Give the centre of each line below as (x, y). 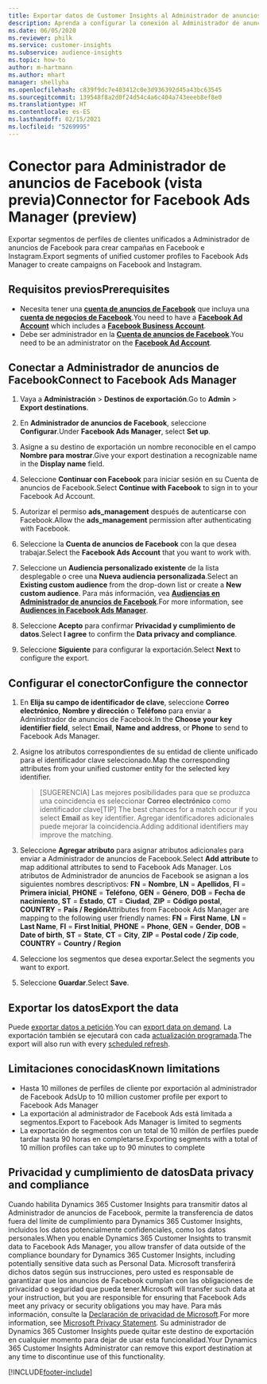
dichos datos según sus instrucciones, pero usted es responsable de (121, 1272)
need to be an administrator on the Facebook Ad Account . (116, 343)
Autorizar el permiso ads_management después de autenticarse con (133, 512)
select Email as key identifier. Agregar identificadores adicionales (147, 818)
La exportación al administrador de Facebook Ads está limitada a (126, 1113)
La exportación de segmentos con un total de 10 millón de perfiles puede (139, 1130)
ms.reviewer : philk (41, 38)
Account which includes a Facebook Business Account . (113, 325)
